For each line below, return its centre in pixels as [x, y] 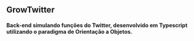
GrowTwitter [31, 10]
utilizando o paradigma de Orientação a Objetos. [70, 31]
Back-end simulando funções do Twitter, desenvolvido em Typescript [97, 25]
